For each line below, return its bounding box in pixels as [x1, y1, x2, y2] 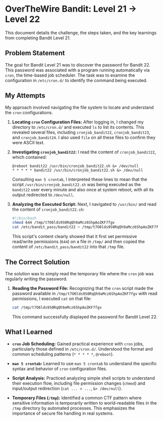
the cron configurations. [5, 109, 53, 115]
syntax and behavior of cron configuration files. [12, 366, 108, 371]
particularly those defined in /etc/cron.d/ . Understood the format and [12, 346, 153, 352]
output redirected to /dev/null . [12, 192, 74, 198]
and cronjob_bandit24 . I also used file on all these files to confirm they [12, 135, 156, 140]
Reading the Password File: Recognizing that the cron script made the [12, 286, 154, 291]
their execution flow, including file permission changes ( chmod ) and [12, 380, 145, 386]
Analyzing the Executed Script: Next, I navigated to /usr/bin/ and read [12, 201, 157, 207]
